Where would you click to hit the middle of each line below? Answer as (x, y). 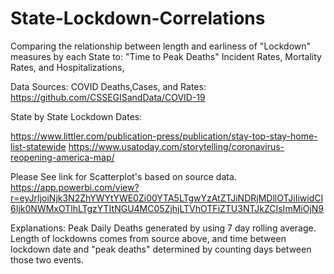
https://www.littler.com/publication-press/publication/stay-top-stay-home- (164, 136)
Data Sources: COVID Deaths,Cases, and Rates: (108, 86)
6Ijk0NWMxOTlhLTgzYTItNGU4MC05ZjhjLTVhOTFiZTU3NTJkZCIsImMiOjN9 (167, 208)
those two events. (47, 259)
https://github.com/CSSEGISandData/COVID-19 (108, 97)
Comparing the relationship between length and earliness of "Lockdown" (161, 46)
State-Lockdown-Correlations (138, 18)
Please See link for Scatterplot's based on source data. (123, 176)
